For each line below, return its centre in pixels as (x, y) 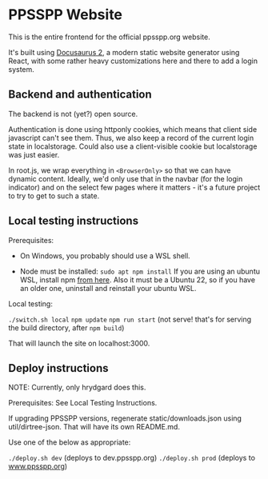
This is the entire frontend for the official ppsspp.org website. (109, 37)
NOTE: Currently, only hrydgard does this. (77, 387)
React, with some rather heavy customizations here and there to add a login (133, 61)
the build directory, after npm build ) (66, 327)
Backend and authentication (80, 95)
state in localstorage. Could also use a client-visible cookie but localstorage (133, 146)
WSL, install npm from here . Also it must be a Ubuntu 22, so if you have (138, 279)
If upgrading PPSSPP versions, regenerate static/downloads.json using (125, 418)
